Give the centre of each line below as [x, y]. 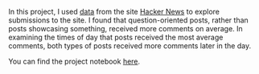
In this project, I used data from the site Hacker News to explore [114, 12]
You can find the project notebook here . [74, 61]
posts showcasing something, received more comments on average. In [125, 29]
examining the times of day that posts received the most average [116, 37]
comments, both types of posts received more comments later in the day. [130, 46]
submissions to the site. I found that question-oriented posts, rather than [129, 20]
